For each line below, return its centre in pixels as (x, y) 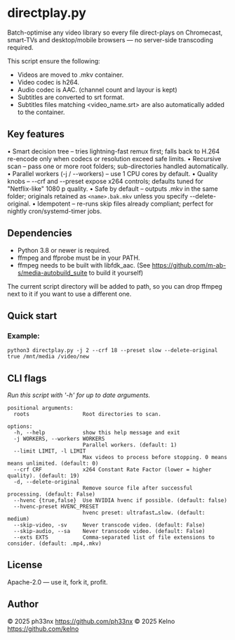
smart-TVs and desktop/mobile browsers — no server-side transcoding (110, 39)
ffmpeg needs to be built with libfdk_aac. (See (84, 265)
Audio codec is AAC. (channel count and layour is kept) (97, 89)
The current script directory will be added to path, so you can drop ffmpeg (115, 286)
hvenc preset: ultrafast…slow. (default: (144, 513)
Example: (23, 336)
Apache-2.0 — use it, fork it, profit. (58, 582)
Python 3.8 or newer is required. (64, 250)
